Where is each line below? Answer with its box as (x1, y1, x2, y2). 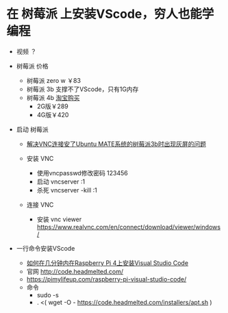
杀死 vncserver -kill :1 (36, 186, 97, 194)
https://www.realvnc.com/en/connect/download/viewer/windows (36, 223, 220, 231)
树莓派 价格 (16, 62, 49, 70)
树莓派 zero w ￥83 (26, 76, 81, 84)
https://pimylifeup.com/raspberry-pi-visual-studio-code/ (26, 275, 187, 283)
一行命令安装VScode (16, 244, 75, 252)
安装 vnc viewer (36, 215, 82, 223)
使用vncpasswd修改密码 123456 (36, 168, 128, 177)
